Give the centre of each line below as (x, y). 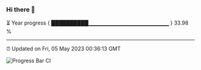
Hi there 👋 (21, 10)
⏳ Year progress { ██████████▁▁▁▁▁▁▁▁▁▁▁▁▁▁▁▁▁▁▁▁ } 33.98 (97, 23)
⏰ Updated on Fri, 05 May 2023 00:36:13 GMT (63, 49)
